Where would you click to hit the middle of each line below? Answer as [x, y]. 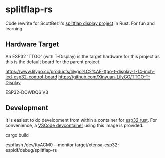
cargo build [17, 135]
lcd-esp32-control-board [31, 77]
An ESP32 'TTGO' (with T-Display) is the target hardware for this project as [83, 56]
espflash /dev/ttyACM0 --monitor [40, 145]
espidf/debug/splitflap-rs [31, 150]
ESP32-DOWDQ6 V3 [27, 92]
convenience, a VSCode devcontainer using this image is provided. [74, 125]
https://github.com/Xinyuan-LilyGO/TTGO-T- [104, 77]
